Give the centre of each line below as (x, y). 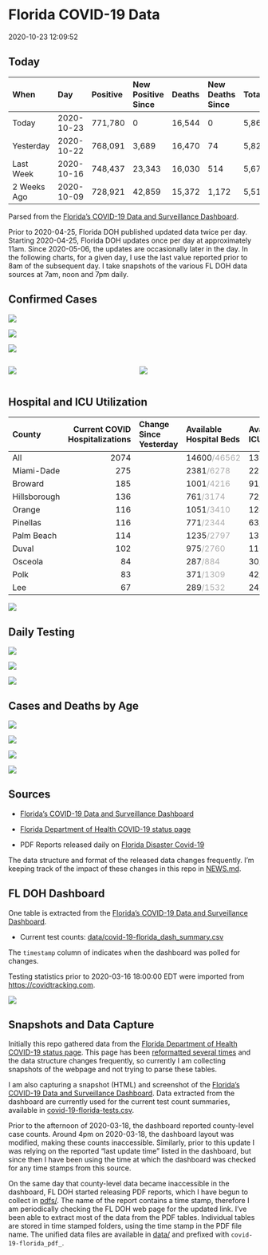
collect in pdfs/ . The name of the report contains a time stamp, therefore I (129, 1201)
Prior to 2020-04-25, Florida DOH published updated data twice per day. (128, 232)
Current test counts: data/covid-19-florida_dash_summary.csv (122, 936)
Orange (26, 510)
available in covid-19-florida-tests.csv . (71, 1110)
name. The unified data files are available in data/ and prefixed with (119, 1234)
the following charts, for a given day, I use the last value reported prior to (128, 257)
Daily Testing (41, 632)
